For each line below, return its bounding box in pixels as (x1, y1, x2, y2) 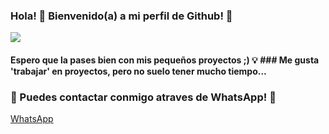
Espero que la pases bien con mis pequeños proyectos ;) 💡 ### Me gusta (10, 54, 320, 66)
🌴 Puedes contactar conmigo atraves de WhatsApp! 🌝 (10, 90, 277, 104)
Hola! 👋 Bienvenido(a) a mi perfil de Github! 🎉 (10, 9, 233, 23)
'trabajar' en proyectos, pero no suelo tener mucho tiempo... (10, 65, 267, 77)
